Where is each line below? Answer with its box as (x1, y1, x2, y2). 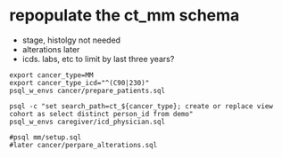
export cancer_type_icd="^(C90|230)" (9, 78, 150, 87)
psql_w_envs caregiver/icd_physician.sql (9, 117, 166, 126)
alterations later (21, 43, 80, 54)
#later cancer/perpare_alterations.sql (9, 140, 158, 149)
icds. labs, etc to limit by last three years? (21, 53, 175, 64)
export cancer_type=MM (9, 70, 94, 80)
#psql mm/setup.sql (9, 132, 82, 142)
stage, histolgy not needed (21, 35, 121, 45)
